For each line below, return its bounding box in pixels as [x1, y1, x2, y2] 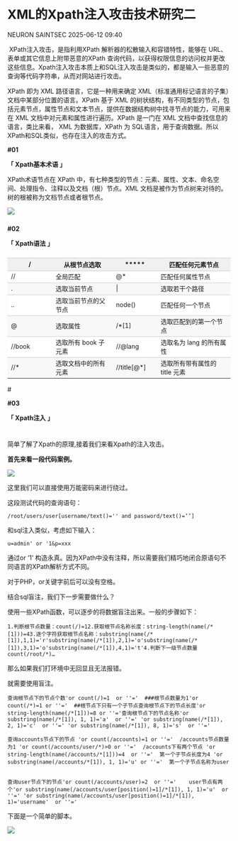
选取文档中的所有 [55, 359, 106, 367]
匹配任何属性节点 [160, 272, 211, 281]
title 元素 [160, 367, 186, 376]
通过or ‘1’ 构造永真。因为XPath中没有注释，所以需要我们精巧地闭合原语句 [7, 553, 220, 562]
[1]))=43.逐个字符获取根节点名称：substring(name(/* [7, 630, 154, 638]
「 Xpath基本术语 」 [7, 160, 66, 168]
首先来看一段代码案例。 [7, 455, 76, 463]
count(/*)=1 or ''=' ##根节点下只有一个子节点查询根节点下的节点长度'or [7, 702, 206, 709]
